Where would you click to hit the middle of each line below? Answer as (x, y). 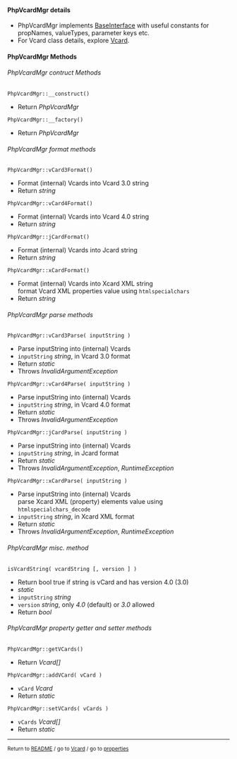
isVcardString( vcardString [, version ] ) (72, 569)
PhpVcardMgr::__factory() (45, 120)
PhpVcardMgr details (39, 10)
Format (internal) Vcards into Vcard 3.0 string (83, 183)
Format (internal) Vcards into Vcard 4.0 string (83, 217)
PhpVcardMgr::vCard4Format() (50, 204)
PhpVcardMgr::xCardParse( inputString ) (68, 481)
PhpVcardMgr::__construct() (49, 94)
